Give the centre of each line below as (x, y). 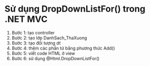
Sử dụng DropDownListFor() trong (75, 9)
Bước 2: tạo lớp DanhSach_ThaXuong (49, 38)
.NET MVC (26, 19)
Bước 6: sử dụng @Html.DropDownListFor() (56, 58)
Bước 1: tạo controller (33, 33)
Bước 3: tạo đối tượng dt (36, 43)
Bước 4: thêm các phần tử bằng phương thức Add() (63, 48)
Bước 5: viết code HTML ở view (43, 53)
